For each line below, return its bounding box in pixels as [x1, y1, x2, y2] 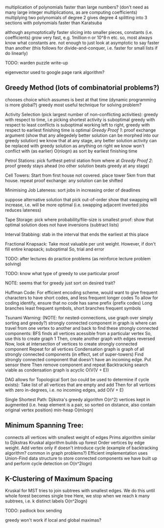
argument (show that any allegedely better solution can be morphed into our [5, 132, 159, 138]
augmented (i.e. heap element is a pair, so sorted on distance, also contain [5, 402, 156, 407]
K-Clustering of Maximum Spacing [5, 475, 113, 483]
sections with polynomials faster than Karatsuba [5, 20, 102, 26]
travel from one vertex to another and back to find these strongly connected [5, 325, 159, 331]
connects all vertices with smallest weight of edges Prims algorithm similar [5, 434, 156, 440]
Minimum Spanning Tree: [5, 421, 84, 430]
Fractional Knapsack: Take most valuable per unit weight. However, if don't [5, 241, 156, 247]
